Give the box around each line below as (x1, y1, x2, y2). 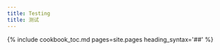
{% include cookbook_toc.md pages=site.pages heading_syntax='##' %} (7, 35, 214, 43)
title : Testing (7, 10, 51, 17)
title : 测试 (7, 16, 39, 23)
